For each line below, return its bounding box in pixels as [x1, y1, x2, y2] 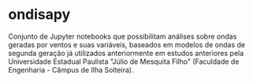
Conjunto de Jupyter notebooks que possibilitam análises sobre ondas [8, 32, 237, 41]
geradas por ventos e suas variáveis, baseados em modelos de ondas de [8, 39, 246, 49]
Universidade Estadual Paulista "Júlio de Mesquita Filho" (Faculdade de [8, 57, 240, 66]
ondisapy [8, 6, 71, 24]
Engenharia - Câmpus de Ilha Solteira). [8, 65, 134, 74]
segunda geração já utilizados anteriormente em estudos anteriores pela [8, 48, 244, 58]
